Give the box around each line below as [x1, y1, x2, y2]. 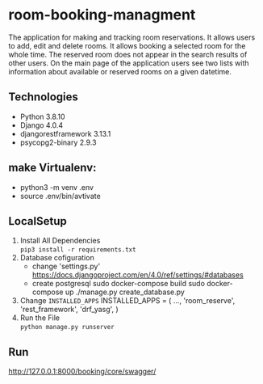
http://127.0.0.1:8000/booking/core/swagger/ [8, 366, 157, 377]
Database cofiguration [19, 253, 94, 263]
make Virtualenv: [8, 161, 97, 175]
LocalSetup [8, 214, 67, 228]
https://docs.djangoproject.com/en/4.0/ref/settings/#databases [31, 270, 244, 280]
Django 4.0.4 [19, 120, 64, 130]
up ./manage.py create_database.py [65, 287, 186, 297]
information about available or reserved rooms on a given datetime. [8, 66, 232, 76]
